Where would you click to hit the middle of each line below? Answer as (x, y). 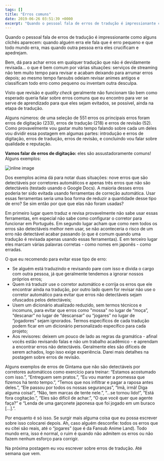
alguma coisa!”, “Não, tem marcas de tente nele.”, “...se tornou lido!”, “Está (80, 393)
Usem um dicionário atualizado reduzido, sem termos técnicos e (77, 305)
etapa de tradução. (24, 108)
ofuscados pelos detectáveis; (42, 300)
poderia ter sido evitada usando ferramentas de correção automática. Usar (80, 193)
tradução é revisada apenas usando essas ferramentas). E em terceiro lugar (81, 239)
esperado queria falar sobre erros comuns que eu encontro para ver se (77, 98)
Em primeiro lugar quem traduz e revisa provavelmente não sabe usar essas (82, 213)
